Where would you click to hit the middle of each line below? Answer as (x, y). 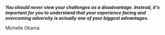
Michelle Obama (22, 28)
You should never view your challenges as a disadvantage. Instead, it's (82, 7)
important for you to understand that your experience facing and (76, 13)
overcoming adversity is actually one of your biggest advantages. (77, 18)
